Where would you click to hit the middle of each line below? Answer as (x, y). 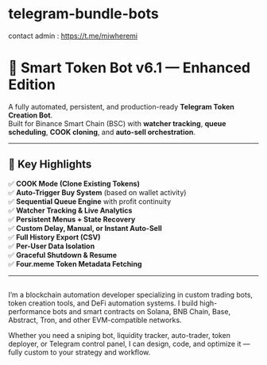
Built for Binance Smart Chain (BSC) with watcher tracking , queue (117, 123)
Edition (32, 85)
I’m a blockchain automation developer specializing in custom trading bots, (130, 295)
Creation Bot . (31, 115)
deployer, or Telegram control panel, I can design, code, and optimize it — (129, 344)
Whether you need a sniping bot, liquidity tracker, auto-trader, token (120, 336)
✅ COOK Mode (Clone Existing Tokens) (74, 183)
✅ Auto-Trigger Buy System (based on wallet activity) (97, 192)
